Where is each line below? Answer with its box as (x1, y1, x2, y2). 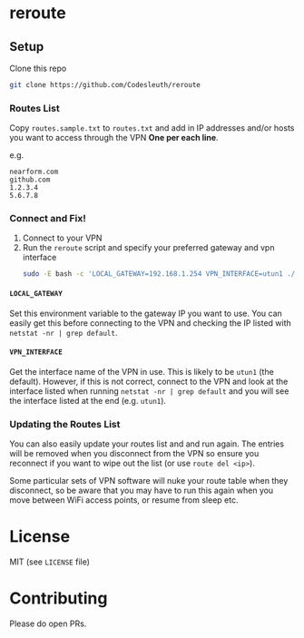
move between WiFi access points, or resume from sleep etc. (9, 495, 239, 505)
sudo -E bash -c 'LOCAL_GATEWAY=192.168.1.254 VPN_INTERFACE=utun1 (22, 270, 284, 279)
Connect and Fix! (9, 212, 86, 225)
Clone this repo (9, 63, 67, 74)
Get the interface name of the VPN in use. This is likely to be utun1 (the (9, 366, 274, 377)
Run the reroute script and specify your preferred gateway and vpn (22, 242, 275, 253)
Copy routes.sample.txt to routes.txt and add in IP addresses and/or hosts (9, 123, 295, 133)
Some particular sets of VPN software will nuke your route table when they (9, 476, 289, 486)
